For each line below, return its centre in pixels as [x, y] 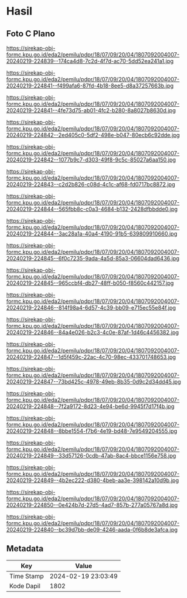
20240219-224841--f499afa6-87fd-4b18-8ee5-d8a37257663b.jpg [90, 86]
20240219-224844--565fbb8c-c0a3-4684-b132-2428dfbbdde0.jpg [92, 209]
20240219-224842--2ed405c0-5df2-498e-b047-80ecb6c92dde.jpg [93, 135]
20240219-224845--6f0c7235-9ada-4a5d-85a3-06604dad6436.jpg [93, 258]
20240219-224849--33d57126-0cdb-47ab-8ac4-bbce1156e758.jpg [91, 456]
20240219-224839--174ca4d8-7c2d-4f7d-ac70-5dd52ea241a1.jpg [90, 61]
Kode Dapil [25, 586]
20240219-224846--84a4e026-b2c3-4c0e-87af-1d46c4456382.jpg [93, 332]
